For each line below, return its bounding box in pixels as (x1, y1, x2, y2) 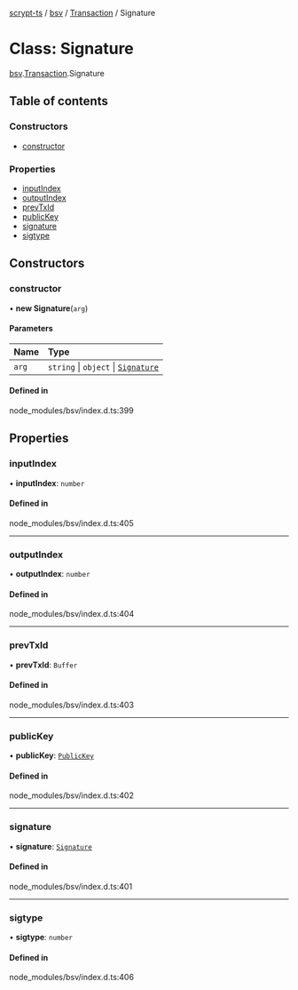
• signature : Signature (9, 841, 93, 851)
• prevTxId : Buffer (9, 659, 78, 670)
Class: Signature (9, 39, 135, 59)
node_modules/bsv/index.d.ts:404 (9, 609, 135, 619)
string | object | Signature (47, 360, 160, 372)
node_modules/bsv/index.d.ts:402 (9, 790, 135, 801)
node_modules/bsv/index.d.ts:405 (9, 517, 135, 528)
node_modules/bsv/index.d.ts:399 (9, 405, 135, 416)
